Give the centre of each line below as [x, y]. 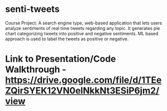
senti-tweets [32, 9]
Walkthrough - [36, 69]
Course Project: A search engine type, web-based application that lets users [84, 23]
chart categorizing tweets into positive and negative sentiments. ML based [82, 33]
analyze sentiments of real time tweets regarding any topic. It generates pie [83, 28]
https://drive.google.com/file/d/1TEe [83, 80]
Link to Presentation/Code [61, 59]
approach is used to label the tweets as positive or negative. [67, 39]
